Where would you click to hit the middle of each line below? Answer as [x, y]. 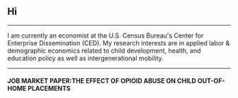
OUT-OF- [211, 81]
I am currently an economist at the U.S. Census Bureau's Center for [106, 36]
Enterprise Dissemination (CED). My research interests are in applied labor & [119, 43]
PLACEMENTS [49, 89]
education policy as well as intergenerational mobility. [86, 58]
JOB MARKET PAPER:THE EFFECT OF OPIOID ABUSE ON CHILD [102, 81]
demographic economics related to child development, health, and [104, 50]
